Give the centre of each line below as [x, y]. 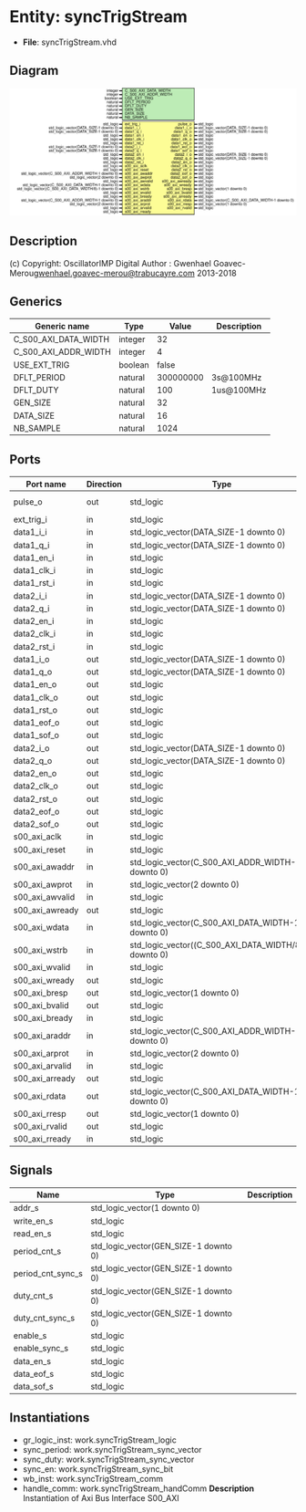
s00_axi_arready [44, 1079]
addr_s [26, 1208]
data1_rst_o [35, 710]
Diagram [34, 71]
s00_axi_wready [44, 980]
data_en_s [32, 1361]
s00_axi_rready [42, 1139]
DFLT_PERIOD [39, 377]
